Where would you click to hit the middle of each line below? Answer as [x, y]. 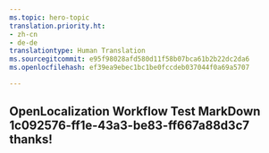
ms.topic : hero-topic [50, 17]
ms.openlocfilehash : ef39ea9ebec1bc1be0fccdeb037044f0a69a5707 [130, 68]
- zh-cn [24, 34]
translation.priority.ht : [57, 26]
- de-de [24, 42]
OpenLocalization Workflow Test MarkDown [135, 111]
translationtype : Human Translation [77, 51]
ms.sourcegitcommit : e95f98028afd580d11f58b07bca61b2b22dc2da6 [130, 59]
